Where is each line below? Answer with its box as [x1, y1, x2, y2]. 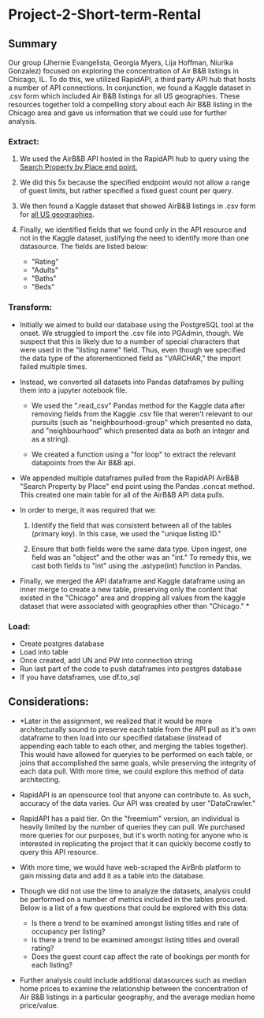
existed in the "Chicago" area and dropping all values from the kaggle [19, 593, 246, 602]
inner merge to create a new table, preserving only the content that [19, 584, 238, 594]
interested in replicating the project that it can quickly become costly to [19, 838, 251, 848]
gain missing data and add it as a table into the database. [19, 871, 205, 880]
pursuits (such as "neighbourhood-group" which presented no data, [31, 417, 253, 427]
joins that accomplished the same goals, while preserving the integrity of [19, 758, 256, 767]
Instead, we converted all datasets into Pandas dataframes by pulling [19, 377, 244, 386]
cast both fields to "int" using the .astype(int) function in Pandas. [31, 561, 243, 570]
